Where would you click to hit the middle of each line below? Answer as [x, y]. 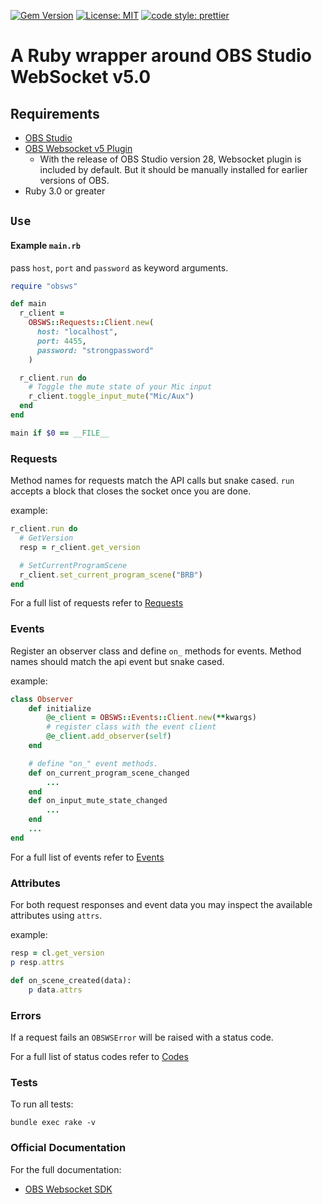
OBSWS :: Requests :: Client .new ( [91, 323]
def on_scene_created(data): [71, 980]
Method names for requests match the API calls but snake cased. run [152, 481]
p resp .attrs [37, 962]
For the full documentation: [66, 1169]
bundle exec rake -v [53, 1123]
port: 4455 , [61, 341]
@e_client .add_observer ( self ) [109, 736]
